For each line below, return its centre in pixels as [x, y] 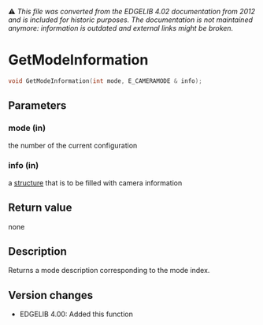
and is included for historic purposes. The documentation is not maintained [131, 20]
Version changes [51, 295]
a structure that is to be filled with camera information [95, 183]
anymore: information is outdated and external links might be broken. [121, 28]
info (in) [24, 166]
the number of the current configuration [73, 145]
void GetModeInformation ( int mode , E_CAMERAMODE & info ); [105, 81]
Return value [40, 208]
